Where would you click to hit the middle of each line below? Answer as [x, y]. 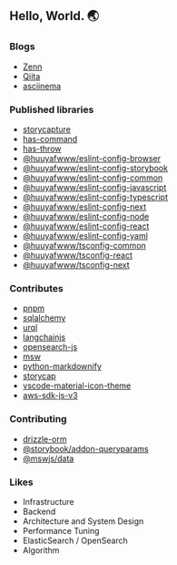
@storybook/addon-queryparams [85, 448]
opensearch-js [50, 347]
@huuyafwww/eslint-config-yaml [85, 235]
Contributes [36, 288]
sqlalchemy [44, 318]
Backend [39, 511]
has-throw [42, 149]
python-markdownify [62, 366]
